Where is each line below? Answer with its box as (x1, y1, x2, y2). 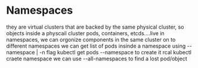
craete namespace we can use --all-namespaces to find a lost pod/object (6, 55, 187, 62)
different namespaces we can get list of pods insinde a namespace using (6, 42, 186, 50)
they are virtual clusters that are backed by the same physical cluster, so (6, 23, 184, 30)
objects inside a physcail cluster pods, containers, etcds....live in (6, 29, 165, 36)
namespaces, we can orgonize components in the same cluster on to (6, 36, 176, 43)
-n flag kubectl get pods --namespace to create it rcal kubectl (39, 48, 192, 55)
